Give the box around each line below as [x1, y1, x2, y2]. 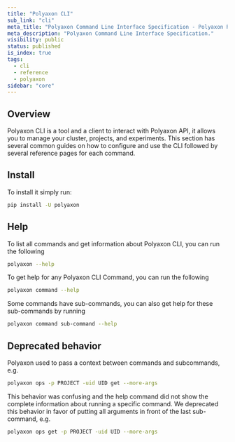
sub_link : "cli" [7, 17, 55, 24]
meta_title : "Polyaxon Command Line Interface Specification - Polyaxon [7, 23, 224, 30]
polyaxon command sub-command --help [7, 321, 117, 328]
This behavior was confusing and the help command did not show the [7, 392, 208, 401]
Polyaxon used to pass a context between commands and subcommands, [7, 359, 220, 367]
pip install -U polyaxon [7, 201, 80, 208]
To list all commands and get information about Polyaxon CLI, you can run [7, 239, 220, 248]
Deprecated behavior [7, 340, 101, 351]
